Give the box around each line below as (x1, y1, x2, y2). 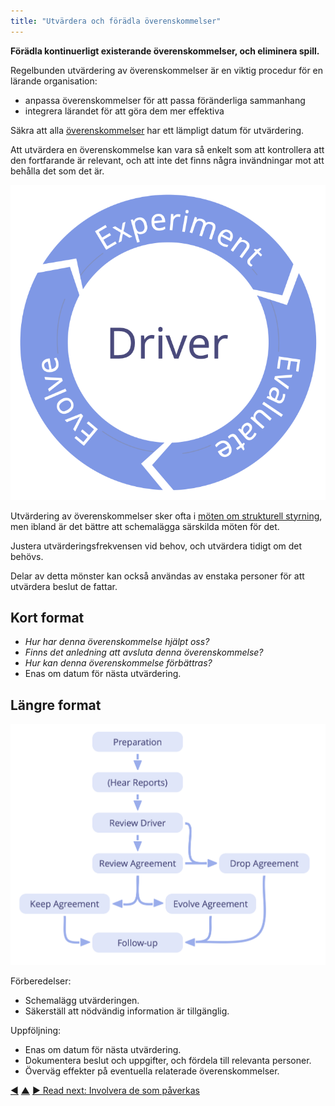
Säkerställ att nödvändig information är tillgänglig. (24, 1005, 230, 1017)
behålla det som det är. (10, 165, 105, 177)
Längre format (10, 696, 102, 714)
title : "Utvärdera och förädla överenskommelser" (10, 16, 222, 26)
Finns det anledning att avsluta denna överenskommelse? (24, 646, 264, 659)
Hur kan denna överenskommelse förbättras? (24, 657, 213, 669)
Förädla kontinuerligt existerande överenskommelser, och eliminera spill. (10, 45, 320, 57)
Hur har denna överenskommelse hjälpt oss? (24, 636, 210, 648)
